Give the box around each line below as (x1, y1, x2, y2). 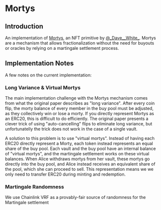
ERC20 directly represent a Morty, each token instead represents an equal (5, 141, 153, 147)
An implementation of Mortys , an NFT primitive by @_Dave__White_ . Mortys (5, 35, 156, 41)
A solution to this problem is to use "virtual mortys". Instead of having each (5, 135, 155, 141)
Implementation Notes (5, 59, 74, 68)
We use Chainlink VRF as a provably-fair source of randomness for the (5, 195, 146, 200)
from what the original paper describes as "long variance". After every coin (5, 100, 155, 106)
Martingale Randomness (5, 183, 64, 190)
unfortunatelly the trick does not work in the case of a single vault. (5, 126, 138, 132)
